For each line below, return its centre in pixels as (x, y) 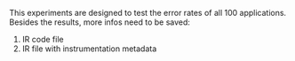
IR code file (43, 39)
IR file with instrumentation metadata (89, 49)
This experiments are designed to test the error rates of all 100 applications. (148, 13)
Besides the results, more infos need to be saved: (100, 22)
